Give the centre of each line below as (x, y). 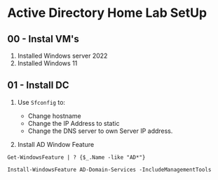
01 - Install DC (38, 85)
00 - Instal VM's (43, 39)
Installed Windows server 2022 (62, 56)
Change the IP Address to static (74, 123)
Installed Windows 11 (47, 63)
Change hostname (55, 116)
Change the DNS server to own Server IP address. (100, 131)
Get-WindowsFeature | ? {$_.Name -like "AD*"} (76, 157)
